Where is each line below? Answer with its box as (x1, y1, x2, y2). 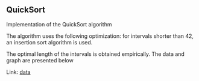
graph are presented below (6, 56, 74, 64)
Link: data (6, 68, 31, 76)
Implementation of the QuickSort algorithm (6, 20, 112, 28)
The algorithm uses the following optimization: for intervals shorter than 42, (6, 32, 194, 40)
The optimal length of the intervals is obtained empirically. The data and (6, 50, 185, 58)
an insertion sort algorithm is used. (6, 38, 93, 46)
